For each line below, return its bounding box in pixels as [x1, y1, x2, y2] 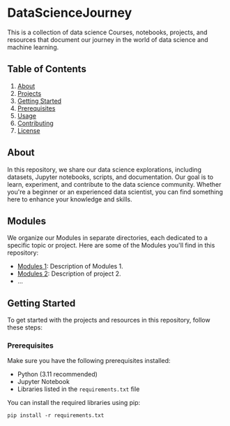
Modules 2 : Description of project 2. [17, 269, 121, 278]
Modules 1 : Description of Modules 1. [17, 262, 123, 271]
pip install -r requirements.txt [7, 412, 105, 419]
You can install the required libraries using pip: [7, 399, 141, 407]
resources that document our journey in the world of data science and [7, 35, 208, 43]
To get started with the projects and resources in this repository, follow [7, 316, 210, 325]
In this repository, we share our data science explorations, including [7, 165, 202, 173]
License [17, 126, 40, 134]
